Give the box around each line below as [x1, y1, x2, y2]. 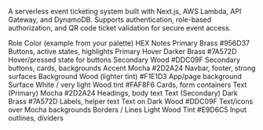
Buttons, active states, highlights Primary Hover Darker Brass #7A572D [8, 47, 237, 56]
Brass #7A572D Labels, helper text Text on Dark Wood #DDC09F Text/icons [8, 97, 254, 106]
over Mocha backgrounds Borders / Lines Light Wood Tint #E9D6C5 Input [8, 105, 247, 114]
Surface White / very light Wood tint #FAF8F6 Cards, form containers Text [8, 80, 247, 89]
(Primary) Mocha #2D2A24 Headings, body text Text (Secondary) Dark [8, 88, 238, 97]
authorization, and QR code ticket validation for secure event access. [8, 23, 232, 32]
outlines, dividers [8, 114, 64, 122]
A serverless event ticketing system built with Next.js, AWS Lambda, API [8, 7, 242, 16]
